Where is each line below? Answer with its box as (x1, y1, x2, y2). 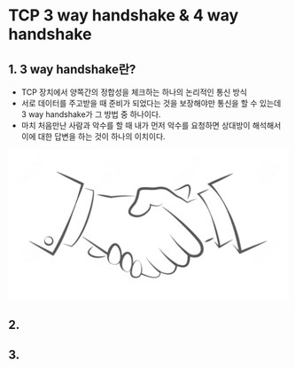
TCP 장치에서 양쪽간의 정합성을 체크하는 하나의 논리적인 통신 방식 (20, 87, 247, 98)
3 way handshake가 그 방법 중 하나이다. (20, 109, 161, 120)
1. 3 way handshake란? (8, 61, 136, 76)
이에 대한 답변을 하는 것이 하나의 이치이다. (20, 131, 166, 142)
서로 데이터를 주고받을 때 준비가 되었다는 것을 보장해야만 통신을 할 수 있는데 (20, 98, 282, 108)
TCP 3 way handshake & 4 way (8, 5, 239, 26)
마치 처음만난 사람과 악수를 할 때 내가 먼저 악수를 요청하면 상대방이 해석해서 (20, 121, 282, 130)
